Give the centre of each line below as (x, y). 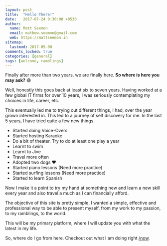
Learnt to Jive (27, 152)
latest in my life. (21, 229)
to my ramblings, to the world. (36, 214)
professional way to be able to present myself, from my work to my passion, (83, 208)
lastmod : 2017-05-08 (31, 47)
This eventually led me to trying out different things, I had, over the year (79, 110)
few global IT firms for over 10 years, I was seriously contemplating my (78, 95)
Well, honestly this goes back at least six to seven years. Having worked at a (83, 90)
